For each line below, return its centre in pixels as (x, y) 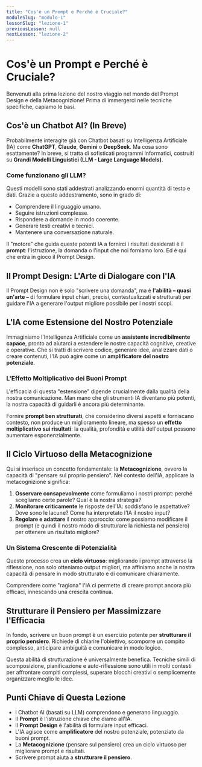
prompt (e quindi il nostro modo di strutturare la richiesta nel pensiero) (102, 525)
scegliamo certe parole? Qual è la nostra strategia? (78, 500)
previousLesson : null (33, 29)
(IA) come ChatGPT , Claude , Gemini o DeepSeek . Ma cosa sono (87, 146)
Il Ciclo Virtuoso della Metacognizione (79, 454)
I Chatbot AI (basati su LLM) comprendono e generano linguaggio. (97, 712)
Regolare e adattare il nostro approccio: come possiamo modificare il (101, 519)
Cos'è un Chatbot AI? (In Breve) (67, 126)
